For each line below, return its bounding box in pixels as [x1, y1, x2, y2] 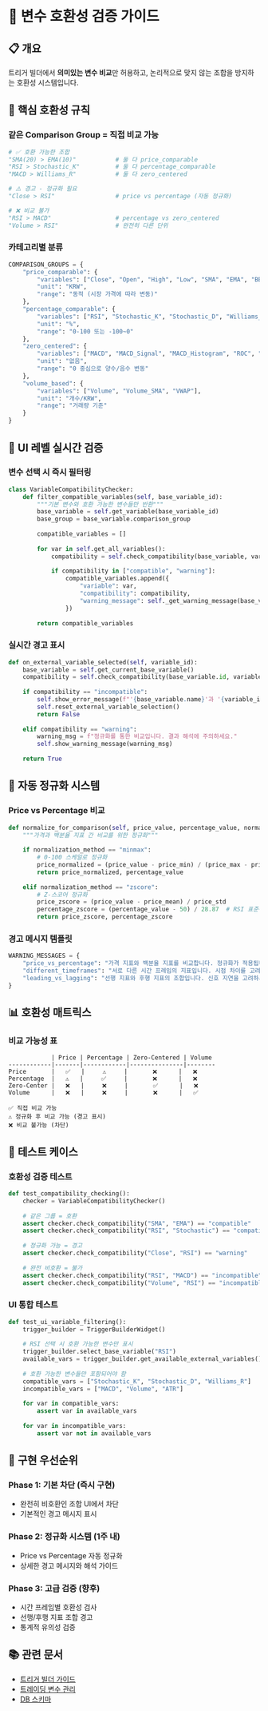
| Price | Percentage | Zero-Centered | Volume [50, 1054, 213, 1062]
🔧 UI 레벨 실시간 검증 [8, 441, 104, 454]
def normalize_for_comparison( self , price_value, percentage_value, [8, 824, 241, 832]
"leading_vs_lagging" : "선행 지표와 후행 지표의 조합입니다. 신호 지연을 [22, 974, 239, 982]
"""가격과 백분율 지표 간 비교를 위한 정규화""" [22, 831, 159, 840]
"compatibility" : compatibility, [79, 589, 191, 598]
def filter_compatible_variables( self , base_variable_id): [22, 493, 223, 501]
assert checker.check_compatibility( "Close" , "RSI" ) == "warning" [22, 1249, 248, 1258]
